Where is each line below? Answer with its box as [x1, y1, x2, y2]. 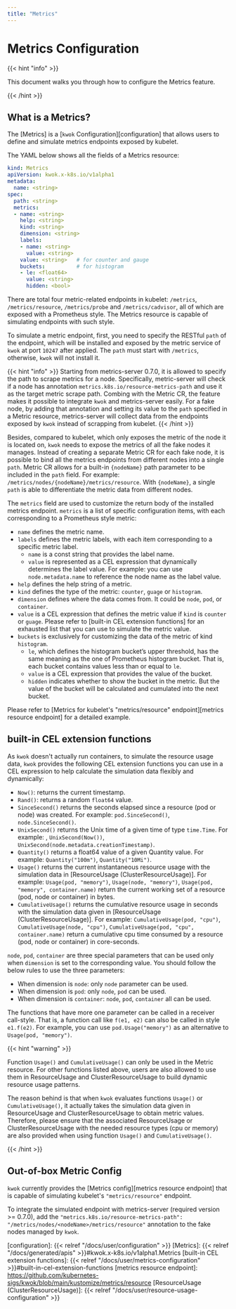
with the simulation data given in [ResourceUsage [17, 908, 162, 916]
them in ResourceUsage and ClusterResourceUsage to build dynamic [7, 1073, 208, 1081]
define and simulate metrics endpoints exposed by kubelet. [7, 138, 179, 146]
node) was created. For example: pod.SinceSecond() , [17, 810, 170, 819]
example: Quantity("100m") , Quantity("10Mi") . [17, 855, 152, 863]
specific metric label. [17, 543, 79, 550]
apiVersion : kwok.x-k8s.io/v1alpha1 [7, 172, 114, 179]
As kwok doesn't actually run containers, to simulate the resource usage [7, 752, 214, 760]
